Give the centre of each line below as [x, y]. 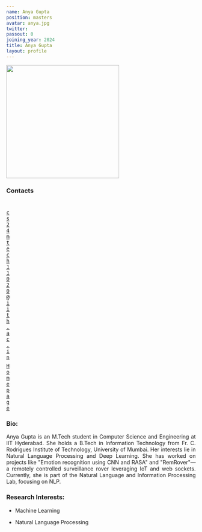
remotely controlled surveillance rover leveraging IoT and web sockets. [104, 469]
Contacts [20, 191]
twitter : [17, 29]
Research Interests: [35, 497]
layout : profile [26, 51]
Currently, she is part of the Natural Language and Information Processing [101, 475]
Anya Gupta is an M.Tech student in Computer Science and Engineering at [101, 437]
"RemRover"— [178, 463]
